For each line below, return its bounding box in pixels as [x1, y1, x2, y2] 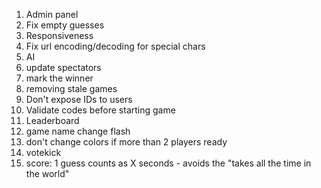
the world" [25, 168, 70, 179]
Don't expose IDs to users [25, 94, 133, 105]
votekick [25, 147, 62, 158]
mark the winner [25, 72, 94, 84]
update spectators [25, 62, 102, 73]
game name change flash [25, 125, 131, 137]
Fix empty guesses [25, 19, 105, 31]
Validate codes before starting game [25, 104, 176, 116]
